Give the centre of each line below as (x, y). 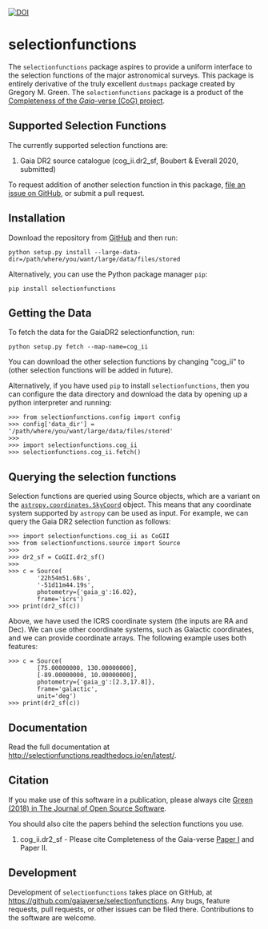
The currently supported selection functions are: (88, 145)
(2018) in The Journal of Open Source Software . (87, 808)
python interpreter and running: (60, 403)
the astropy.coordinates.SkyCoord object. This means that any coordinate (130, 504)
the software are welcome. (52, 917)
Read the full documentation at (59, 747)
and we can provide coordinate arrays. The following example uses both (127, 638)
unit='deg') (57, 696)
